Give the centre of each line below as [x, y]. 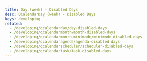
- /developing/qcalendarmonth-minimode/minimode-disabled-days [76, 37]
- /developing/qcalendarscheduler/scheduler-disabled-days [72, 46]
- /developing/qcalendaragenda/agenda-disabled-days [65, 42]
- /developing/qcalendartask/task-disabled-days [60, 51]
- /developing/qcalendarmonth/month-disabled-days [63, 32]
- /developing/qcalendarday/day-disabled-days [58, 28]
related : [14, 23]
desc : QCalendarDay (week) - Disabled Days [51, 14]
